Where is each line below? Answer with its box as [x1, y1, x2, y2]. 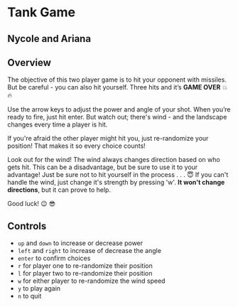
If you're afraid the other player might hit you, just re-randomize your [7, 134, 209, 143]
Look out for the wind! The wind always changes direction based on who [7, 156, 220, 164]
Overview [7, 56, 52, 68]
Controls [7, 220, 47, 232]
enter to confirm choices [17, 254, 91, 263]
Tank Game [7, 4, 76, 21]
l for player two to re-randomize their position [17, 269, 153, 278]
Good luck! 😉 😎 [7, 200, 56, 208]
